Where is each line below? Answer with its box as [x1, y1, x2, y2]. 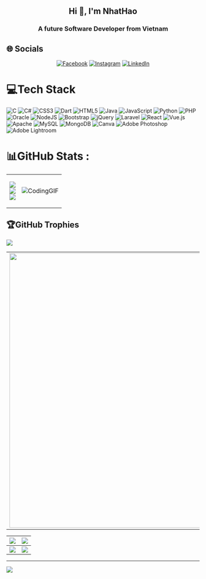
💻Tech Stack [6, 82, 76, 96]
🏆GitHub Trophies [6, 219, 80, 230]
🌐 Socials [6, 44, 44, 54]
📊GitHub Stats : [6, 149, 90, 163]
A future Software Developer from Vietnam [37, 25, 169, 33]
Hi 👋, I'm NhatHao [68, 6, 138, 17]
